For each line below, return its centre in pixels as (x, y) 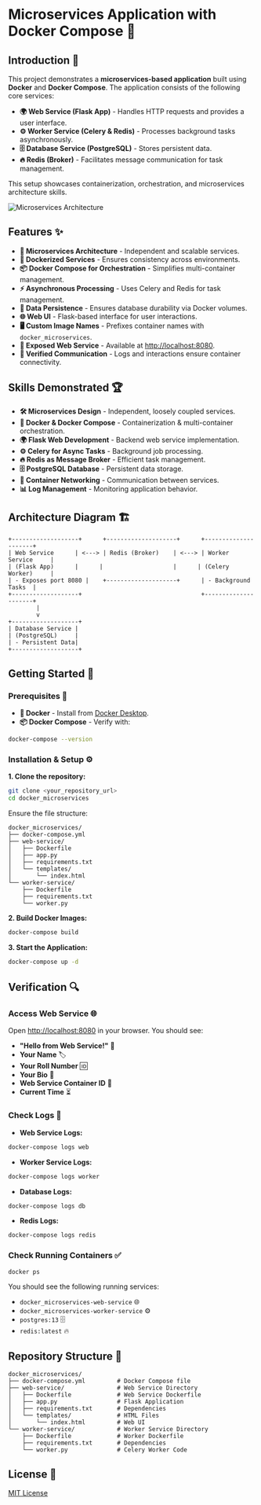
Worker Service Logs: (56, 1162)
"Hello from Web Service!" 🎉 (67, 1046)
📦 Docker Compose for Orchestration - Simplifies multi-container (127, 268)
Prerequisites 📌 (38, 696)
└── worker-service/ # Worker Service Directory (109, 1430)
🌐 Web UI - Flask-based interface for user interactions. (108, 316)
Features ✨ (36, 232)
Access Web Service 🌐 (53, 1014)
